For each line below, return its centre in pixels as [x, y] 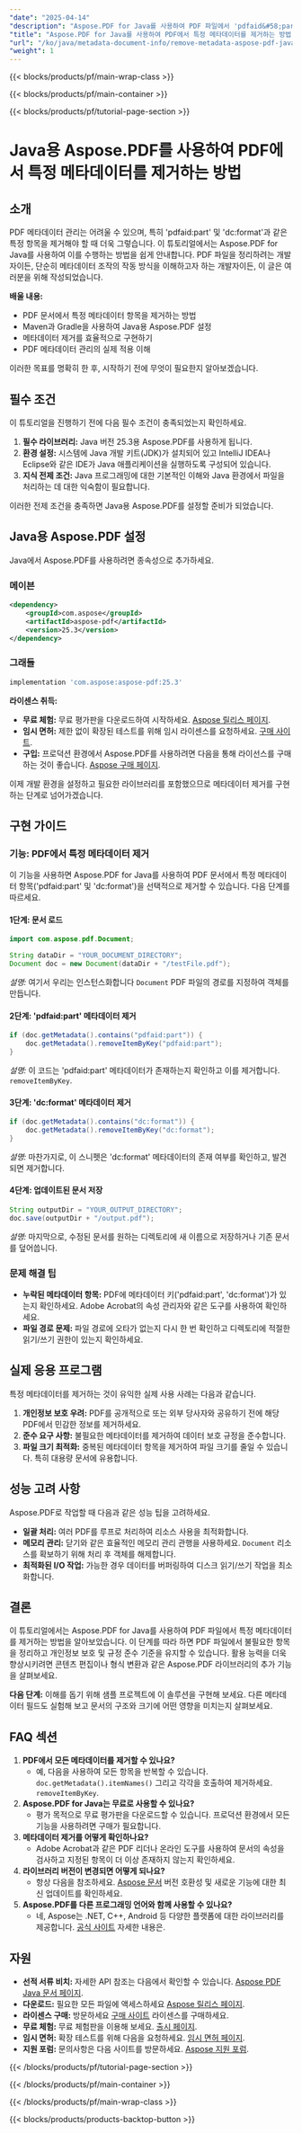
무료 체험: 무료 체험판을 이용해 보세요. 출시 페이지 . [110, 2027]
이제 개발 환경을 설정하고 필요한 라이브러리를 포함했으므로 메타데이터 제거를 [142, 784]
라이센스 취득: [34, 700]
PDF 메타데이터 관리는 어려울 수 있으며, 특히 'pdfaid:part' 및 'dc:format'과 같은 [148, 232]
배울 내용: [26, 297]
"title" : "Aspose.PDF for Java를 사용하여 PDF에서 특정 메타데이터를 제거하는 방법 [151, 34]
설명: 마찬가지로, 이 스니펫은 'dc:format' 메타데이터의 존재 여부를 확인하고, [140, 1157]
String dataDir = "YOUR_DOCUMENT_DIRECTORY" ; [96, 955]
